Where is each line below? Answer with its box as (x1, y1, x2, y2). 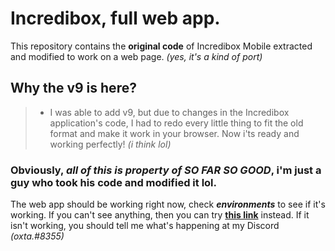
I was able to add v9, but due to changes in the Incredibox (49, 106, 290, 118)
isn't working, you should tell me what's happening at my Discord (10, 220, 280, 232)
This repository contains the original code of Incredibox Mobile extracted (10, 40, 313, 52)
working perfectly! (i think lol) (49, 138, 172, 150)
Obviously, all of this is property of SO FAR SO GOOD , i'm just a (10, 163, 322, 177)
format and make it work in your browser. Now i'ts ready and (49, 127, 300, 139)
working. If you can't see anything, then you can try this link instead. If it (10, 209, 310, 221)
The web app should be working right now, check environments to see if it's (10, 198, 326, 211)
